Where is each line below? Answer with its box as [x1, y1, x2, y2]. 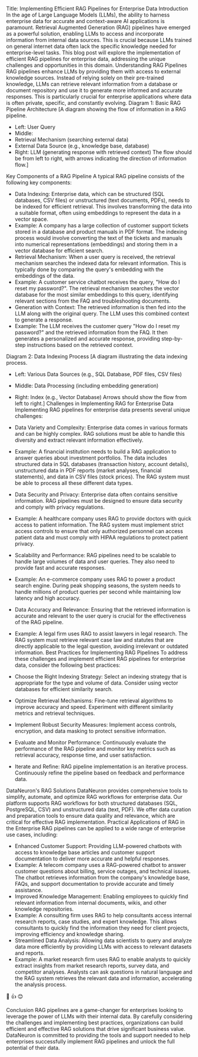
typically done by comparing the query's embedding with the [14, 266, 164, 273]
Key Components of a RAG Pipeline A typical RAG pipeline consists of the [6, 173, 185, 179]
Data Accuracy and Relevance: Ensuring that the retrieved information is [14, 606, 191, 613]
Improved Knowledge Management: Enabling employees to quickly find [14, 893, 189, 899]
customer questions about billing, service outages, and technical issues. [14, 868, 191, 875]
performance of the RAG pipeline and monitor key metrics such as [14, 746, 176, 752]
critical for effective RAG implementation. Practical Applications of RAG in [6, 818, 185, 825]
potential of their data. [6, 1045, 60, 1051]
